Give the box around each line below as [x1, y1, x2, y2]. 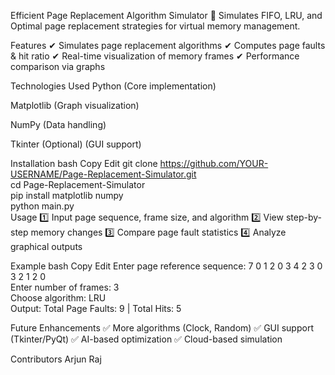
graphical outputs [10, 241, 83, 252]
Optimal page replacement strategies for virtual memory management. [10, 20, 301, 32]
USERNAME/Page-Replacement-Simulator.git [10, 168, 197, 180]
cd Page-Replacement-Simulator [10, 179, 146, 190]
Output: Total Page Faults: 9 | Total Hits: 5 [10, 303, 182, 314]
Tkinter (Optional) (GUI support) [10, 138, 142, 150]
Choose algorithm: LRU [10, 292, 107, 304]
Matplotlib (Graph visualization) [10, 100, 140, 111]
